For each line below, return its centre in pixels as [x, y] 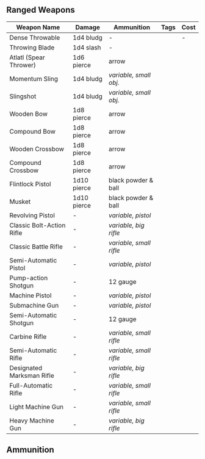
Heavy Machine [32, 421]
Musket [20, 201]
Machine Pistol [31, 295]
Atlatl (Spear [27, 57]
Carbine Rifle [28, 336]
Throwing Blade [32, 47]
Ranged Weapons [41, 10]
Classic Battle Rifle [36, 247]
